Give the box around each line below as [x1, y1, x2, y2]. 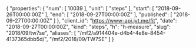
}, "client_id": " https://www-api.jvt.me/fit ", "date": [57, 17, 177, 24]
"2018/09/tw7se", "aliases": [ [6, 29, 77, 36]
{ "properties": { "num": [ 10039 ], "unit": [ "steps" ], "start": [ [6, 5, 154, 12]
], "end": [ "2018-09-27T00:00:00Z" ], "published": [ [45, 11, 172, 18]
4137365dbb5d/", [6, 36, 48, 42]
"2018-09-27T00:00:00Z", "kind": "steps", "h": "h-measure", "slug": [6, 23, 171, 30]
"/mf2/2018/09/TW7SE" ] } [49, 36, 114, 42]
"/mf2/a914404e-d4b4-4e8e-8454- [77, 29, 166, 36]
